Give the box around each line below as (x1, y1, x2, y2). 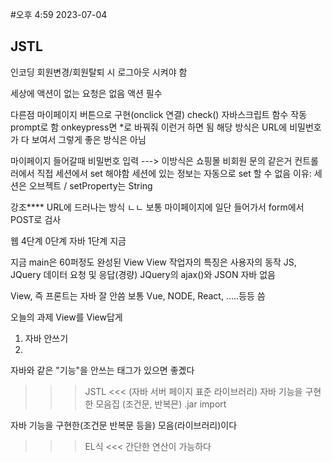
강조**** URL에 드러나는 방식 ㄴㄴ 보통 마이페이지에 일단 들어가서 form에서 (10, 201, 305, 213)
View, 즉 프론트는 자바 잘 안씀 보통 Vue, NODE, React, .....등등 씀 (10, 289, 266, 302)
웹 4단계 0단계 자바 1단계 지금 (10, 234, 127, 247)
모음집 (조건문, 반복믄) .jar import (95, 398, 227, 410)
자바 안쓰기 (24, 332, 69, 344)
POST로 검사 (10, 213, 62, 225)
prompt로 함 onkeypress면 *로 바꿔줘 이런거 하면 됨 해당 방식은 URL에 (10, 121, 288, 133)
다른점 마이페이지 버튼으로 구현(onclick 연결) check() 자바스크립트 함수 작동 (10, 108, 308, 120)
